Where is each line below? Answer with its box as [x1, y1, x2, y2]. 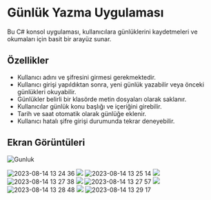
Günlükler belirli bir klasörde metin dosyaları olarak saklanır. [17, 95, 187, 103]
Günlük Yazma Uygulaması [7, 5, 164, 21]
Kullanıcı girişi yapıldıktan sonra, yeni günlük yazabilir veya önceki [17, 80, 205, 89]
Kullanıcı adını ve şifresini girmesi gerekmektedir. [17, 73, 157, 81]
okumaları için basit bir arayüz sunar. [7, 34, 112, 43]
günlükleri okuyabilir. [17, 87, 77, 96]
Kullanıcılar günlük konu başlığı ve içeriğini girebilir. [17, 102, 162, 111]
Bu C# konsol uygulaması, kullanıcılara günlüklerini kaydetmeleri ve [7, 27, 198, 36]
